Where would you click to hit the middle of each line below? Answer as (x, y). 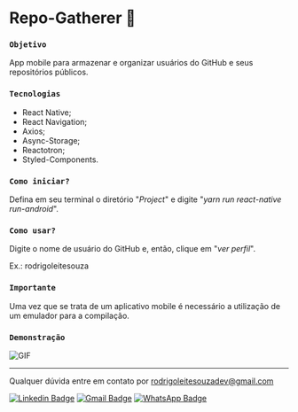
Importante (32, 288)
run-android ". (34, 209)
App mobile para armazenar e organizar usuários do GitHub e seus (131, 63)
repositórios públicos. (49, 72)
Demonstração (37, 337)
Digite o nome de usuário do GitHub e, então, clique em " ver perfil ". (132, 249)
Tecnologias (35, 94)
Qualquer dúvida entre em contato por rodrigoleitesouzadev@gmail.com (141, 381)
